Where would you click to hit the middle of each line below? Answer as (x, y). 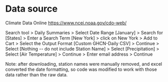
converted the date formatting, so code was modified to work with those (81, 69)
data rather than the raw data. (36, 74)
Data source (31, 9)
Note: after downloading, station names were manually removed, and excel (84, 64)
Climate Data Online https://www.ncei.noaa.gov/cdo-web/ (66, 23)
